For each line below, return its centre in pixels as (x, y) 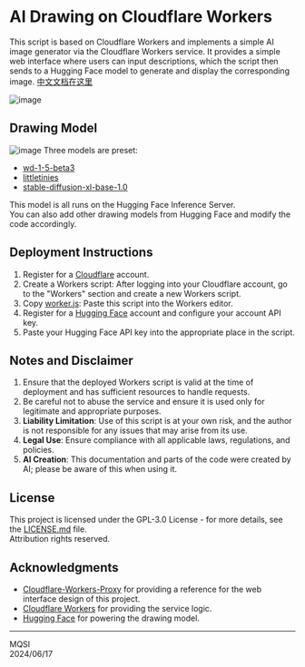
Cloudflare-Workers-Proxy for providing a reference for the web (142, 589)
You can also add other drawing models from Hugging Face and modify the (150, 214)
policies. (38, 450)
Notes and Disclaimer (71, 360)
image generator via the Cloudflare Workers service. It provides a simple (145, 51)
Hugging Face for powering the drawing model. (111, 618)
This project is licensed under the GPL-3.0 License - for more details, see (146, 520)
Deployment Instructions (81, 253)
